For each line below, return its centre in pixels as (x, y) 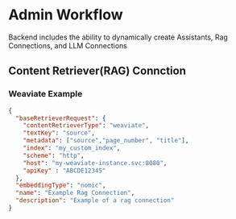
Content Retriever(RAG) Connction (97, 71)
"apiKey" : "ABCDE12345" (64, 171)
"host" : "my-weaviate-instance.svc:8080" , (95, 163)
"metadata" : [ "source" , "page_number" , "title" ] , (106, 141)
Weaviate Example (46, 94)
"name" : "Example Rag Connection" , (75, 193)
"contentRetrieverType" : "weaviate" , (86, 126)
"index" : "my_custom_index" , (72, 148)
